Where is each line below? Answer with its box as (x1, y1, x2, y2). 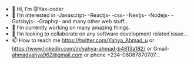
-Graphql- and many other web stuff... (36, 18, 129, 24)
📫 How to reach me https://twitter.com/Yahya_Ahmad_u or (11, 37, 155, 44)
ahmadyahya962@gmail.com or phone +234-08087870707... (11, 51, 160, 58)
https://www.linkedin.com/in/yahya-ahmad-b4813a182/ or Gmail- (11, 45, 170, 52)
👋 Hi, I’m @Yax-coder (11, 6, 64, 12)
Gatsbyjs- (11, 18, 36, 24)
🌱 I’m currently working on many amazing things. (11, 24, 131, 31)
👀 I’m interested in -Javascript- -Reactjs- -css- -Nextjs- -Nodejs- (11, 12, 170, 19)
